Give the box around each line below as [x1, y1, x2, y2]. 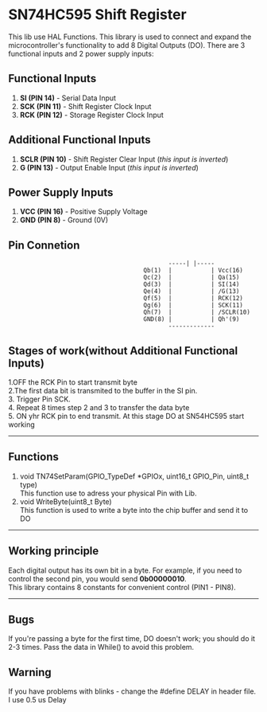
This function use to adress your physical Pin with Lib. [19, 488, 197, 498]
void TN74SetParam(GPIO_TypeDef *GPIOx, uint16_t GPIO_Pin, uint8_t [19, 471, 250, 481]
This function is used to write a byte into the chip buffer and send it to [19, 505, 249, 514]
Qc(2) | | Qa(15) [143, 273, 240, 282]
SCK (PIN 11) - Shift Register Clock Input [19, 101, 152, 111]
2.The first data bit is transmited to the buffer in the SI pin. [8, 386, 198, 395]
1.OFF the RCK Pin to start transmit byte [8, 378, 137, 387]
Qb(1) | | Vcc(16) [143, 267, 244, 275]
